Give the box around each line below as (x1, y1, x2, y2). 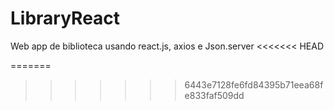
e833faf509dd (184, 89, 245, 101)
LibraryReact (10, 7, 121, 30)
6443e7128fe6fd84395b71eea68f (184, 78, 324, 91)
